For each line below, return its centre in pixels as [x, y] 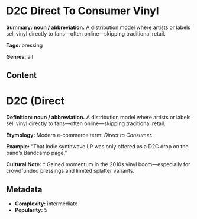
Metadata [24, 189]
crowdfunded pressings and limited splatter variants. [70, 171]
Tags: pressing [25, 45]
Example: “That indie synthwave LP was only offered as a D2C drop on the [97, 147]
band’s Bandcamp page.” [37, 153]
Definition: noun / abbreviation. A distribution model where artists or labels [98, 118]
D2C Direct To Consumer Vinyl [83, 11]
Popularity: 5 [31, 210]
